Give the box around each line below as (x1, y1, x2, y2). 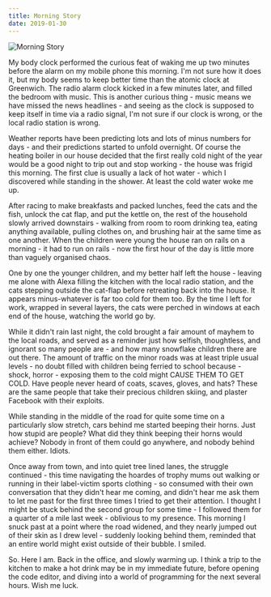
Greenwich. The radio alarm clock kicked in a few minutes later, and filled (8, 83, 252, 93)
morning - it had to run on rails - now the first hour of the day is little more (8, 244, 255, 254)
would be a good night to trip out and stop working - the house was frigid (8, 159, 253, 168)
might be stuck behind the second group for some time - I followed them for (8, 504, 261, 514)
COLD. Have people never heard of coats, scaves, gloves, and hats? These (8, 378, 258, 388)
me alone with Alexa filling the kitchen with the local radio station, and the (8, 276, 254, 286)
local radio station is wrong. (8, 117, 101, 127)
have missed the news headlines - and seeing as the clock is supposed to (8, 100, 255, 110)
